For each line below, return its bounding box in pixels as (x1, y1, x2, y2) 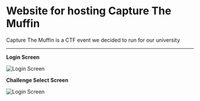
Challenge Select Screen (6, 76, 68, 84)
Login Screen (6, 53, 40, 61)
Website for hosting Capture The (6, 4, 171, 18)
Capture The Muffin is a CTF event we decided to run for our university (6, 36, 180, 43)
